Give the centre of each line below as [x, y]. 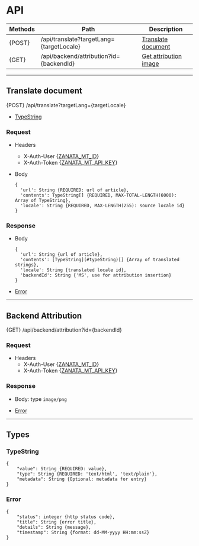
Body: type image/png [41, 399]
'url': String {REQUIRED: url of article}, [75, 190]
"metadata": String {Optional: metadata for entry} [82, 479]
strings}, [27, 265]
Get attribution [162, 56]
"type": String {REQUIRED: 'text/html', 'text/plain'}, [87, 474]
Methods [22, 29]
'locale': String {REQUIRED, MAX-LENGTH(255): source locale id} [102, 206]
